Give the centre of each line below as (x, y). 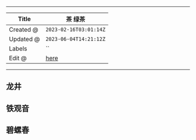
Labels (18, 49)
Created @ (24, 30)
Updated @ (24, 39)
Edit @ (18, 58)
